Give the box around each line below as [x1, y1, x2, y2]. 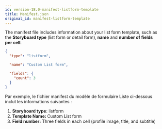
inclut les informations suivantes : [5, 98, 72, 104]
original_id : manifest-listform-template [5, 16, 90, 21]
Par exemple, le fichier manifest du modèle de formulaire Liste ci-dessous [5, 93, 153, 99]
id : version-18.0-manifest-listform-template [5, 7, 98, 12]
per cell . [5, 40, 22, 46]
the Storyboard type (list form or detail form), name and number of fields [5, 34, 153, 40]
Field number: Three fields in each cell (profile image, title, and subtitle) [12, 118, 156, 124]
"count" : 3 [14, 76, 36, 81]
